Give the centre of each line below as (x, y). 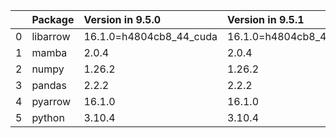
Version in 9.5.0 (122, 19)
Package (53, 19)
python (48, 117)
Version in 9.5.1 (265, 19)
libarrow (51, 36)
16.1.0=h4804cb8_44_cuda (150, 36)
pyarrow (51, 101)
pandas (49, 85)
